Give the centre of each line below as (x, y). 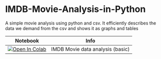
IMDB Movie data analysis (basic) (90, 49)
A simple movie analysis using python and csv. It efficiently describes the (81, 23)
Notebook (27, 40)
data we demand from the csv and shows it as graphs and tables (72, 28)
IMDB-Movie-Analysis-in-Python (75, 9)
